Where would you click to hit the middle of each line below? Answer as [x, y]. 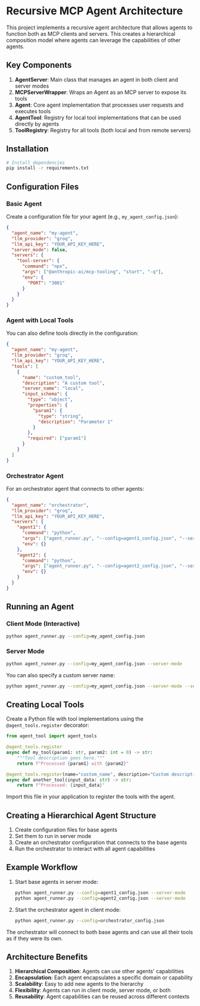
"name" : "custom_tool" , [51, 377]
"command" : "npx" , [45, 266]
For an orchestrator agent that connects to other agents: [75, 488]
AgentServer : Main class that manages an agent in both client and [96, 79]
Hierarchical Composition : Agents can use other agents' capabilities [99, 971]
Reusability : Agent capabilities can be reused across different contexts [102, 996]
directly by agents [37, 124]
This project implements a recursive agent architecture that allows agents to [99, 27]
